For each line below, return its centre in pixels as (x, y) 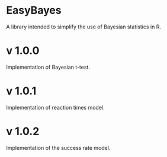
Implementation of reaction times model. (55, 107)
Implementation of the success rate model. (58, 148)
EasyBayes (34, 10)
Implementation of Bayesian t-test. (48, 67)
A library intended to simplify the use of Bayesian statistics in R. (84, 27)
